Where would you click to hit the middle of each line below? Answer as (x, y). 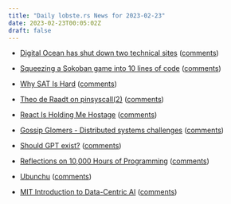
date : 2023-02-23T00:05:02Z (55, 23)
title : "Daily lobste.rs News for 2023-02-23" (87, 16)
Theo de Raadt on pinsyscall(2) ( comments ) (92, 100)
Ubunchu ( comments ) (56, 177)
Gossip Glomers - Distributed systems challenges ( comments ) (122, 130)
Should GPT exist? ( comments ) (70, 146)
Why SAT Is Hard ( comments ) (69, 84)
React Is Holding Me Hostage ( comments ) (88, 115)
